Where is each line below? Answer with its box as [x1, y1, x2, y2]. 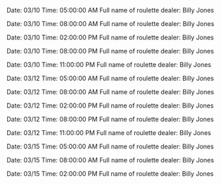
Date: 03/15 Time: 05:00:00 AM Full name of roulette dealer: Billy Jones [6, 142, 214, 151]
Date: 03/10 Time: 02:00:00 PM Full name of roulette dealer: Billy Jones [6, 33, 214, 42]
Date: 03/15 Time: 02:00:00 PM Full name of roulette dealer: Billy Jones [6, 170, 214, 178]
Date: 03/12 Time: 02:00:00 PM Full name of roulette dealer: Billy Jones [6, 101, 214, 110]
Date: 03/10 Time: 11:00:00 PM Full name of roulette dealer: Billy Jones [6, 60, 212, 69]
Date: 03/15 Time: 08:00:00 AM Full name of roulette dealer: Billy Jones [6, 156, 215, 164]
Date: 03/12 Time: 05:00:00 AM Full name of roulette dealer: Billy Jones [6, 74, 214, 82]
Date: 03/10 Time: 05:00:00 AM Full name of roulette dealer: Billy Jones [6, 6, 215, 14]
